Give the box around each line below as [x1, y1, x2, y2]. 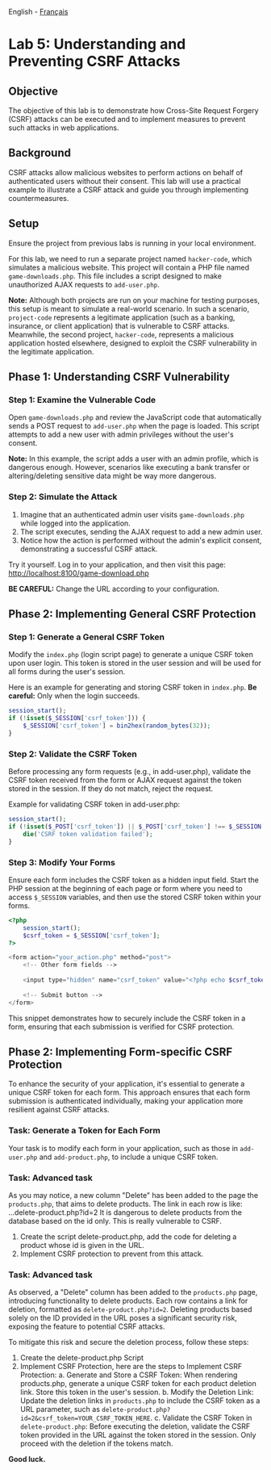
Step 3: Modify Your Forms [8, 856, 115, 868]
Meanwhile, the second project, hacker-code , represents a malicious [8, 329, 234, 339]
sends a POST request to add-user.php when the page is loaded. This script [8, 421, 260, 431]
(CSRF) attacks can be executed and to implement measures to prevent [8, 115, 246, 124]
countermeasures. [8, 193, 69, 203]
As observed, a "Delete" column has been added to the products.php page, [8, 1288, 258, 1297]
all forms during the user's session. [8, 667, 126, 676]
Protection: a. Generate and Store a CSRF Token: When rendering [19, 1370, 238, 1380]
